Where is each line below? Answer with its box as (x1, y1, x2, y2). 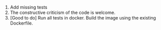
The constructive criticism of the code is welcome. (10, 9, 116, 15)
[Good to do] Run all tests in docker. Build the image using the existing (10, 15, 156, 20)
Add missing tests (10, 4, 47, 10)
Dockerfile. (10, 20, 33, 26)
